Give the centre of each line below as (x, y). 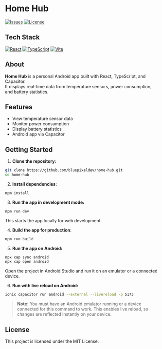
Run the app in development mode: (48, 202)
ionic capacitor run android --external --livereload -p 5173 (69, 295)
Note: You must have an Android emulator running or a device (79, 304)
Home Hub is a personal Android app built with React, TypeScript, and (75, 76)
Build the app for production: (42, 230)
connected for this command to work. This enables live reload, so (82, 309)
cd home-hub (17, 175)
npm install (17, 193)
